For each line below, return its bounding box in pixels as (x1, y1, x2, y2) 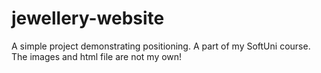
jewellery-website (11, 7, 165, 30)
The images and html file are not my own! (11, 50, 183, 62)
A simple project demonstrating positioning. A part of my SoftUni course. (11, 40, 311, 52)
